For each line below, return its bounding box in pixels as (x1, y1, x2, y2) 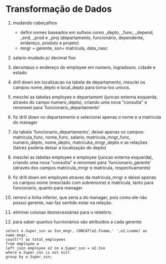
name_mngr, (5, 232, 28, 238)
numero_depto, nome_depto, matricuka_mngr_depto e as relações (12, 139, 148, 145)
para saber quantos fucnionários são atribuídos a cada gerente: (12, 219, 143, 224)
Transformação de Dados (5, 3, 112, 15)
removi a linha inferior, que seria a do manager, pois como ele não (12, 194, 147, 200)
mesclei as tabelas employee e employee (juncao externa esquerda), (12, 154, 154, 160)
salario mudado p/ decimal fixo (12, 54, 76, 60)
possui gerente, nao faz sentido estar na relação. (12, 199, 113, 206)
